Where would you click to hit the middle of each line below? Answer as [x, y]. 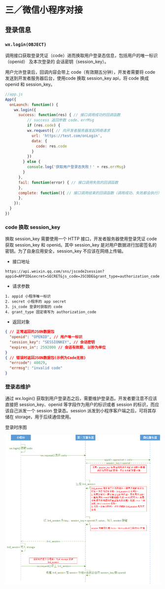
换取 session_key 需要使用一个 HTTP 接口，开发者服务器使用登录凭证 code [81, 239]
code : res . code [52, 146]
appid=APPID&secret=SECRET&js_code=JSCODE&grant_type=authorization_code [82, 277]
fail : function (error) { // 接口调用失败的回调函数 [68, 183]
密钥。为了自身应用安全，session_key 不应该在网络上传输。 [66, 251]
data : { [39, 141]
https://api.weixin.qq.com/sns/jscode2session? [55, 272]
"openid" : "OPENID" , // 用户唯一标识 [46, 337]
